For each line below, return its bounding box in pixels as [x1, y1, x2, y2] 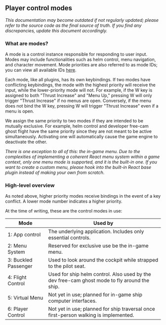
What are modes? [5, 40, 48, 47]
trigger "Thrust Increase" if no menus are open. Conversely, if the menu [5, 98, 152, 104]
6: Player [7, 306, 28, 313]
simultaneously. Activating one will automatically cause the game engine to [5, 134, 158, 140]
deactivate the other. [5, 139, 47, 145]
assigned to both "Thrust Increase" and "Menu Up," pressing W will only [5, 93, 152, 99]
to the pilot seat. [48, 263, 85, 270]
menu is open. [5, 108, 35, 114]
